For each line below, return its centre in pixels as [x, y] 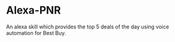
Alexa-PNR [34, 10]
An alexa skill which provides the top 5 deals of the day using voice [87, 27]
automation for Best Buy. [36, 33]
